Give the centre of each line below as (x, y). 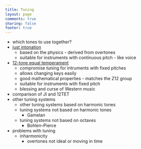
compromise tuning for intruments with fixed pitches (73, 68)
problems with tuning (34, 131)
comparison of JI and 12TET (41, 94)
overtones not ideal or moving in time (65, 141)
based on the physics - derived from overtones (68, 53)
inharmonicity (34, 136)
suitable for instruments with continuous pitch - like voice (78, 58)
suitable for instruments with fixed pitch (60, 84)
